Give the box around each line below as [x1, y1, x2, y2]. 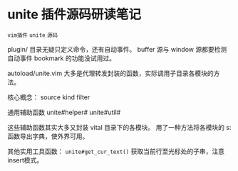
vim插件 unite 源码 [7, 31, 58, 39]
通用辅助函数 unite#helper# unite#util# [7, 108, 121, 116]
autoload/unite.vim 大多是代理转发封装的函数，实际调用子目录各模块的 [7, 69, 214, 77]
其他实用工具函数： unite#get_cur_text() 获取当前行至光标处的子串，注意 [7, 147, 225, 155]
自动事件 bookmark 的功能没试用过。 [7, 54, 116, 62]
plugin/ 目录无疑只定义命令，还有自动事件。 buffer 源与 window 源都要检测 [7, 45, 227, 53]
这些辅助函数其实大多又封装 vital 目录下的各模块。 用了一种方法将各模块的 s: [7, 123, 232, 131]
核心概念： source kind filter [7, 93, 90, 101]
